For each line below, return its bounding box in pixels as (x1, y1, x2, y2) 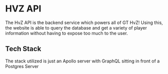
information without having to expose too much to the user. (5, 30, 128, 36)
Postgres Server (5, 63, 39, 69)
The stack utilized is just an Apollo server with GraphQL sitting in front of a (5, 58, 160, 64)
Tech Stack (5, 44, 41, 53)
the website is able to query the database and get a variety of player (5, 24, 147, 30)
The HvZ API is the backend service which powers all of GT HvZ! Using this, (5, 19, 163, 25)
